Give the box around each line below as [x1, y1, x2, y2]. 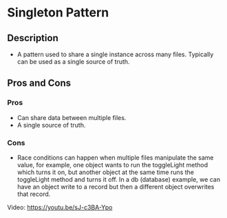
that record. [17, 190, 51, 198]
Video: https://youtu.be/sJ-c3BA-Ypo [7, 203, 113, 211]
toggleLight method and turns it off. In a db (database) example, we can [17, 175, 221, 183]
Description [7, 32, 58, 44]
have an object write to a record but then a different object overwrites [17, 182, 215, 191]
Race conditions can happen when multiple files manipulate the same [17, 153, 214, 162]
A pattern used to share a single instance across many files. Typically [17, 50, 214, 58]
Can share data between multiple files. [17, 113, 127, 121]
